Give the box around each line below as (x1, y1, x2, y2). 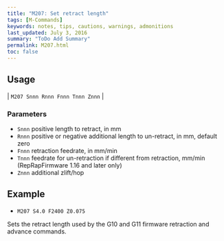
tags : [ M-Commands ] (7, 16, 63, 23)
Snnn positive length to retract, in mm (16, 124, 122, 133)
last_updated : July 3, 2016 (7, 29, 88, 36)
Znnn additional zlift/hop (16, 168, 85, 176)
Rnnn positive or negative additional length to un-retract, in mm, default (16, 132, 218, 140)
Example (7, 188, 45, 200)
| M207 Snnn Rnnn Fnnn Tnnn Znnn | (7, 92, 104, 100)
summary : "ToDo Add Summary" (7, 36, 91, 43)
